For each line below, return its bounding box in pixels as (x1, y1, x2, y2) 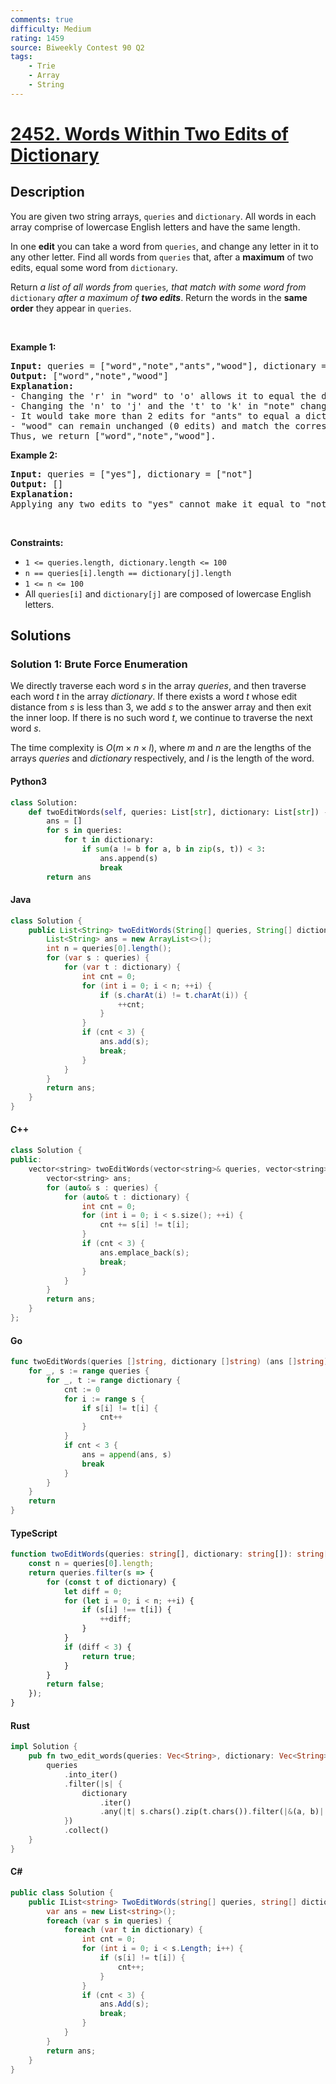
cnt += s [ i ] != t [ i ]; (99, 1220, 190, 1230)
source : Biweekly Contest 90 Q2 (10, 42, 145, 53)
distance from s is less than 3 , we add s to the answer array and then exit (10, 701, 312, 713)
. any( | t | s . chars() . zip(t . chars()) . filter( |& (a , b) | (99, 1807, 325, 1817)
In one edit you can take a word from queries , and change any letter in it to (10, 240, 319, 252)
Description (10, 184, 85, 201)
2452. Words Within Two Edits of (10, 122, 289, 145)
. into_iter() (63, 1769, 118, 1780)
